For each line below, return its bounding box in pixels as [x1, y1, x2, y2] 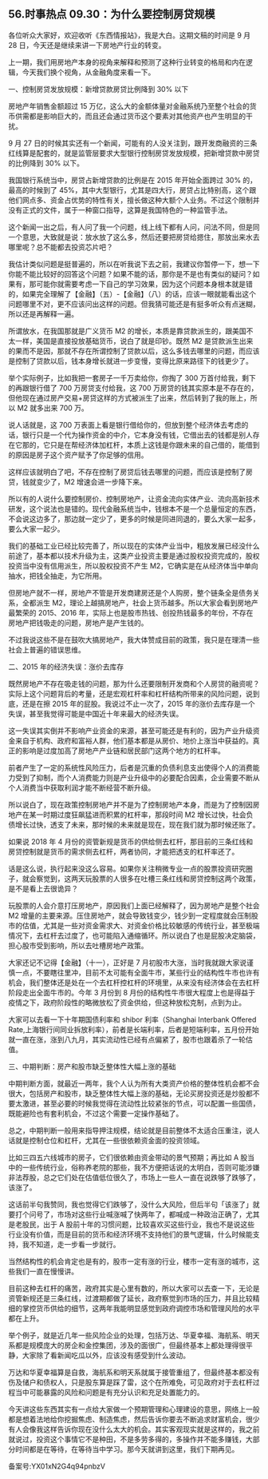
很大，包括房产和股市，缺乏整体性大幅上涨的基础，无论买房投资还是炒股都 [8, 1088, 253, 1098]
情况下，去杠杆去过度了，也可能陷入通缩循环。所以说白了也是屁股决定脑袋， [8, 931, 260, 940]
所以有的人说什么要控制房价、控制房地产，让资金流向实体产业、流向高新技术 [8, 494, 260, 504]
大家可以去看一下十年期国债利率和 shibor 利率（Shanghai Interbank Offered [8, 1015, 257, 1024]
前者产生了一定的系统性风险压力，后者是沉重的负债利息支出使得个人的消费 [8, 763, 253, 772]
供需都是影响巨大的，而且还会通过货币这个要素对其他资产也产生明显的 [14, 111, 246, 121]
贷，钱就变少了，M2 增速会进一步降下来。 [8, 476, 148, 486]
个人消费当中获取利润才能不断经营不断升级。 [8, 783, 156, 792]
